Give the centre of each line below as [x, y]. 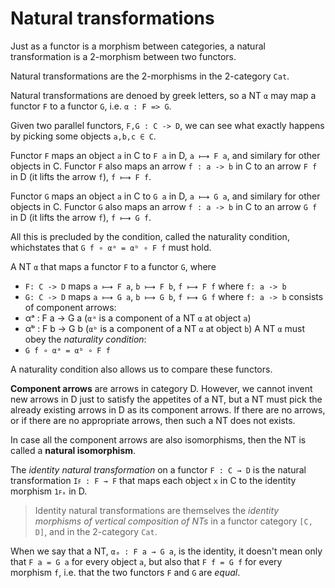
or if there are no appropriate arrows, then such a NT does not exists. [153, 420]
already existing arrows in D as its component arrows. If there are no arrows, [168, 409]
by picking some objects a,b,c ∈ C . [83, 136]
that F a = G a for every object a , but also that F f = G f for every [146, 561]
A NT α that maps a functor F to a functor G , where [113, 266]
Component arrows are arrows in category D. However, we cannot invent [161, 388]
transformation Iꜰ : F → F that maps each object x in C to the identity [153, 480]
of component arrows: [70, 307]
